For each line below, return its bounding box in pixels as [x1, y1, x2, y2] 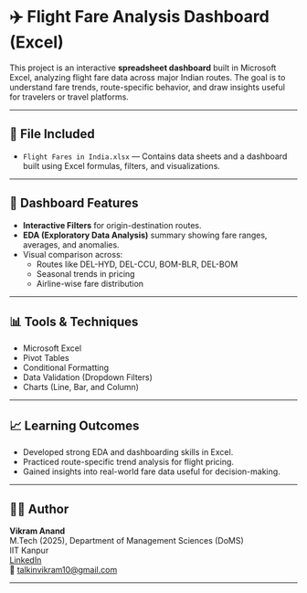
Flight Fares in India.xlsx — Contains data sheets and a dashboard [22, 151, 288, 162]
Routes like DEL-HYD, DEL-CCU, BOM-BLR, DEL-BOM [36, 259, 238, 270]
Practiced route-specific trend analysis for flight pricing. [22, 457, 235, 468]
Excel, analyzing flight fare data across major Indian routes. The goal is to [9, 71, 286, 82]
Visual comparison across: [22, 249, 123, 259]
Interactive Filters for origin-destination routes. [22, 219, 202, 230]
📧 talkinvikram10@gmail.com [9, 565, 118, 575]
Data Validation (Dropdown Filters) [22, 372, 153, 383]
